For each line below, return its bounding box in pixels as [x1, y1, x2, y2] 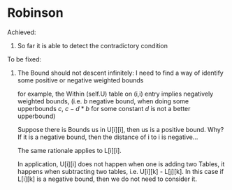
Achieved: [7, 28, 36, 36]
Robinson [7, 5, 64, 21]
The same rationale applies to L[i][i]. [17, 146, 122, 154]
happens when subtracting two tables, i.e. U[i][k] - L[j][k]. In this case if [17, 167, 224, 175]
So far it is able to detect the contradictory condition [17, 41, 168, 50]
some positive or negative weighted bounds [17, 75, 144, 85]
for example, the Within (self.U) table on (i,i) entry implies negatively [17, 89, 214, 98]
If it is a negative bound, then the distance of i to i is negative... [17, 133, 198, 141]
